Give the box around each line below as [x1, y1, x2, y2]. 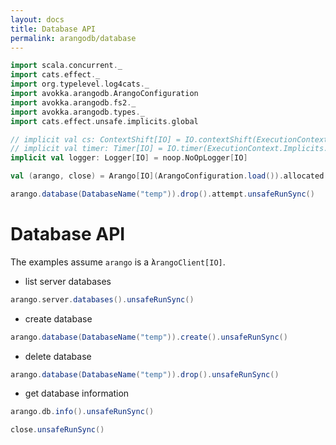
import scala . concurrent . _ [10, 61, 123, 71]
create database [24, 312, 93, 325]
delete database [24, 350, 92, 362]
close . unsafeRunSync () [10, 425, 105, 435]
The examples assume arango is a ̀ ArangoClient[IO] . [10, 256, 226, 268]
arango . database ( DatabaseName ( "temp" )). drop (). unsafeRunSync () [10, 369, 280, 380]
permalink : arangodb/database [10, 33, 137, 43]
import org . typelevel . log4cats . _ [10, 79, 150, 90]
